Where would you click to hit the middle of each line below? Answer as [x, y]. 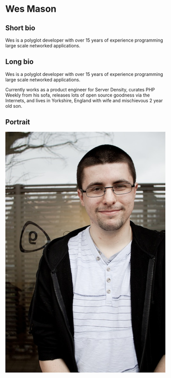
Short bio [20, 28]
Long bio [19, 62]
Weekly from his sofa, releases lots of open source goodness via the [78, 95]
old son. [14, 106]
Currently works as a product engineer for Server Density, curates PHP [80, 89]
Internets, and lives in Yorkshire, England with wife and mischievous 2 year [84, 100]
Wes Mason [31, 9]
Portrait [18, 122]
